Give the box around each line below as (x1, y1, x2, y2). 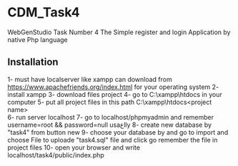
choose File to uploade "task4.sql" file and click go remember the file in (7, 135, 218, 144)
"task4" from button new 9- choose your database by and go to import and (7, 128, 229, 136)
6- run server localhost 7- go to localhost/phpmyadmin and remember (7, 113, 214, 121)
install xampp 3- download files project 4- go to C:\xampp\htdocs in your (7, 90, 223, 98)
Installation (7, 56, 59, 68)
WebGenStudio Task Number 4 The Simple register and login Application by (7, 28, 231, 36)
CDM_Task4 (7, 4, 80, 21)
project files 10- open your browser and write (7, 143, 141, 152)
